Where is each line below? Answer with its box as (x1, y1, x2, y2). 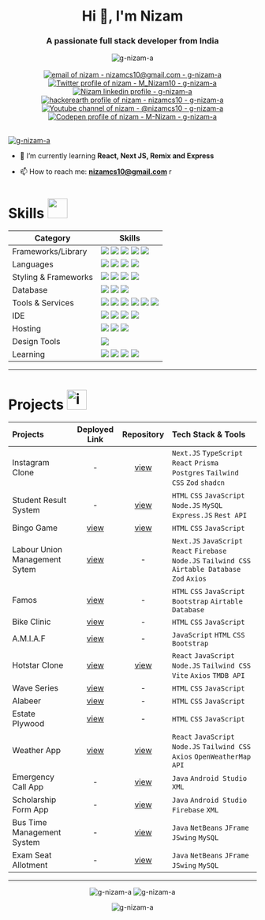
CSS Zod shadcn (172, 479, 226, 487)
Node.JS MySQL (172, 502, 223, 510)
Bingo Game (12, 522, 58, 533)
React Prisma (172, 459, 219, 468)
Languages (12, 259, 54, 270)
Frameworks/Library (12, 246, 88, 257)
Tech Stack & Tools (172, 429, 246, 440)
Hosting (12, 324, 42, 335)
